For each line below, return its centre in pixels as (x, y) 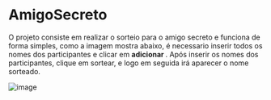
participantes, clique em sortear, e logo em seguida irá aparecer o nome (129, 63)
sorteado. (24, 71)
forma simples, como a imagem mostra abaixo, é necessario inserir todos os (135, 45)
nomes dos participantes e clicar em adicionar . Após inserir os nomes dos (133, 54)
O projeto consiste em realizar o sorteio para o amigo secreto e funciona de (134, 37)
